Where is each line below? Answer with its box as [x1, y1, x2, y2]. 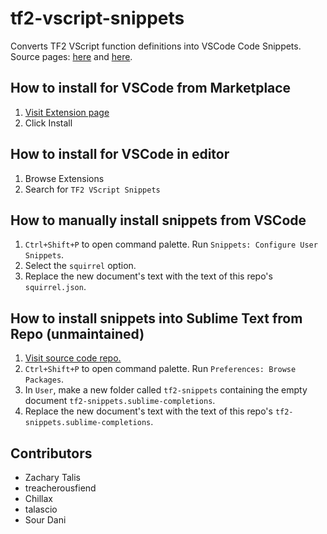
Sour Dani [24, 514, 67, 526]
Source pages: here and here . [10, 50, 133, 62]
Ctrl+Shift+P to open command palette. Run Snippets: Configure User [24, 238, 318, 251]
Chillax [24, 493, 53, 504]
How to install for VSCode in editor [10, 146, 230, 163]
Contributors [10, 445, 93, 462]
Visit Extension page [24, 106, 110, 118]
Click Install [24, 117, 73, 129]
